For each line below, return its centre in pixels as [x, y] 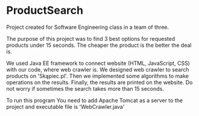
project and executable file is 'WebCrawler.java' [65, 106]
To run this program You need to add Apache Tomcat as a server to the [94, 100]
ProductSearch [45, 11]
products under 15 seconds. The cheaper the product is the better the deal [99, 45]
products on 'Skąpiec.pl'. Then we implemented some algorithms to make [97, 76]
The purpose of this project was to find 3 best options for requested [91, 38]
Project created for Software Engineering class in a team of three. [88, 27]
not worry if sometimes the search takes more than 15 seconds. [85, 88]
